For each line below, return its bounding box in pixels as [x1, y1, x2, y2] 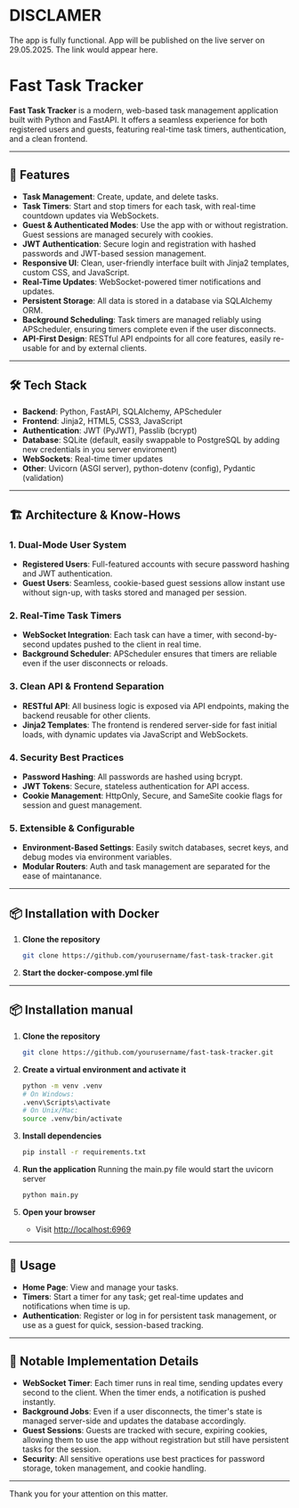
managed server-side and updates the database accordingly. [21, 1415, 246, 1426]
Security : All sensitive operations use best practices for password [21, 1453, 265, 1463]
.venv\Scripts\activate [21, 1097, 111, 1107]
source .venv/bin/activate [21, 1114, 123, 1123]
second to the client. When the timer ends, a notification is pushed [21, 1387, 266, 1398]
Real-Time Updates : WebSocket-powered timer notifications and [21, 276, 262, 287]
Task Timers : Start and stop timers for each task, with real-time [21, 200, 256, 211]
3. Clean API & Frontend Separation [9, 681, 165, 693]
